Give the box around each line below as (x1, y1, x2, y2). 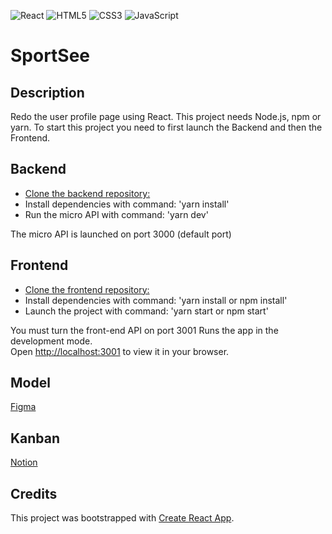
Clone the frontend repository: (24, 283, 150, 295)
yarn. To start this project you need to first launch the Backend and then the (10, 121, 323, 133)
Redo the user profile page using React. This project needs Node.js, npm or (10, 111, 322, 122)
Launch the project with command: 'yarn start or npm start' (24, 305, 269, 317)
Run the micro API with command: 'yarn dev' (24, 208, 209, 220)
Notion (10, 456, 38, 469)
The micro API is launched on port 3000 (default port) (10, 228, 232, 240)
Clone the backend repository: (24, 187, 151, 199)
